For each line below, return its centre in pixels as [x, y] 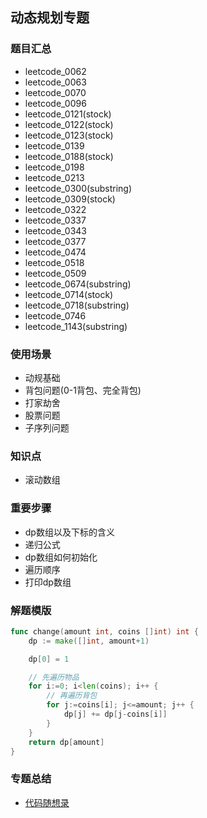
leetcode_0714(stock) [69, 294]
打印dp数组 [48, 582]
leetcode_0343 [56, 230]
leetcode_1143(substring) [76, 326]
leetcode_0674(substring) [78, 284]
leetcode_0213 [54, 177]
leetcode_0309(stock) [70, 199]
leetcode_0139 [54, 145]
